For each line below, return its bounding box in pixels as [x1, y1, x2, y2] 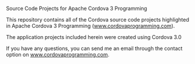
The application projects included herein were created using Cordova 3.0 [6, 34, 182, 40]
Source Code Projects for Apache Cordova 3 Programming [6, 5, 148, 12]
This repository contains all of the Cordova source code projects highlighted [6, 16, 190, 23]
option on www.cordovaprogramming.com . [6, 51, 110, 58]
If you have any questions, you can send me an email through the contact [6, 45, 183, 52]
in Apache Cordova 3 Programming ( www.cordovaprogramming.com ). [6, 23, 175, 29]
